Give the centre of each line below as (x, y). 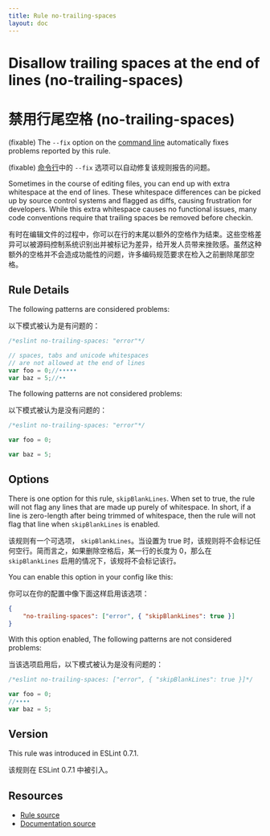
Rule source (40, 815)
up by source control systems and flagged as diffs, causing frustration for (130, 200)
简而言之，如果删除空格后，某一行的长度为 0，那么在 (124, 551)
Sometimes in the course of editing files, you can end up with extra (119, 183)
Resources (36, 795)
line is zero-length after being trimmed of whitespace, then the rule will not (132, 516)
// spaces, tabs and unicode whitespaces (79, 356)
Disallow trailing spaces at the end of (134, 63)
